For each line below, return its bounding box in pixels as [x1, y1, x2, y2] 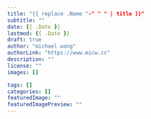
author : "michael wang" [7, 43, 77, 50]
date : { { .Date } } [7, 23, 61, 30]
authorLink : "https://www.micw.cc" [7, 50, 111, 57]
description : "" [7, 56, 54, 63]
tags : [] [7, 81, 33, 88]
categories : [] [7, 88, 51, 95]
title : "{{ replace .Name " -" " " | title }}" [7, 10, 145, 17]
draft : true [7, 36, 42, 43]
